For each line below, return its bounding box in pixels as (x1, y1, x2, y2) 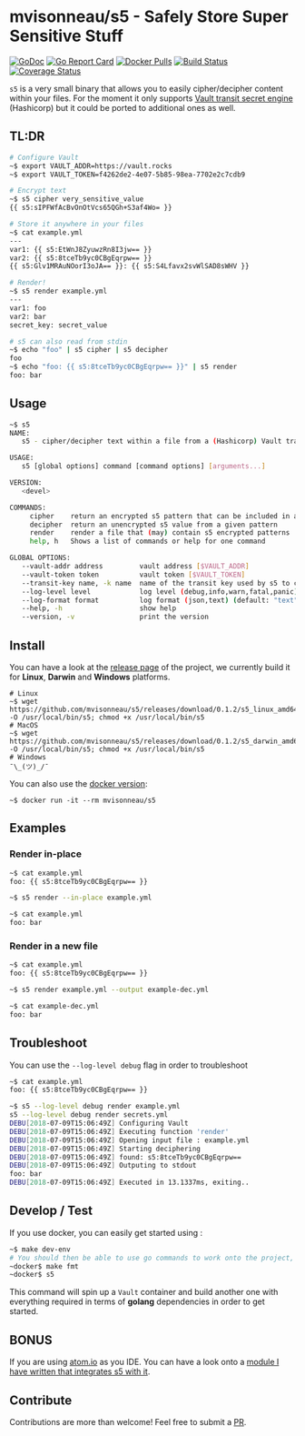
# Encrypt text (9, 186, 67, 196)
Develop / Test (9, 1203, 93, 1219)
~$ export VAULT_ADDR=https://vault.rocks (9, 161, 172, 170)
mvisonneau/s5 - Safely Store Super (9, 6, 289, 27)
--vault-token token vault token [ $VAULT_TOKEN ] (21, 570, 246, 579)
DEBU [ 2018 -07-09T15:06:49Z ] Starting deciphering (9, 1144, 202, 1153)
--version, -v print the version (21, 612, 209, 622)
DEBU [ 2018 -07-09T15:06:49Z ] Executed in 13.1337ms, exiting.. (9, 1178, 250, 1188)
